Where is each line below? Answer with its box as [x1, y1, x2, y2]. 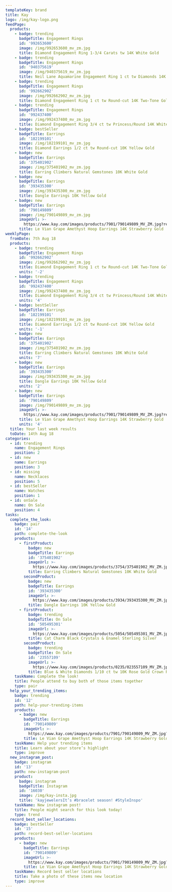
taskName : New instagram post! [14, 802, 81, 808]
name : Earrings [14, 460, 47, 465]
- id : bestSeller [10, 483, 47, 489]
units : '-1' [18, 326, 45, 332]
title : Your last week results [10, 426, 77, 432]
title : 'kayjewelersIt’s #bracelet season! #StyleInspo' [18, 798, 143, 803]
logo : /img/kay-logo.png [5, 17, 58, 22]
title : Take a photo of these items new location [14, 874, 123, 879]
